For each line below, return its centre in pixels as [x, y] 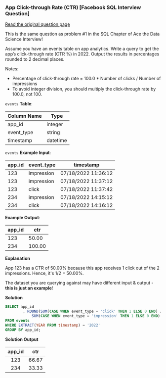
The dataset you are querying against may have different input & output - [79, 283]
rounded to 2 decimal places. [35, 59]
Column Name [25, 116]
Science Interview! [24, 39]
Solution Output [22, 339]
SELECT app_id [20, 307]
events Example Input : [28, 153]
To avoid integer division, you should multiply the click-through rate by [84, 89]
